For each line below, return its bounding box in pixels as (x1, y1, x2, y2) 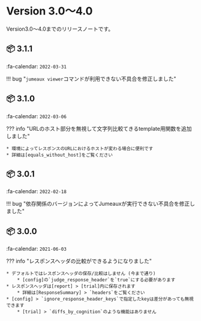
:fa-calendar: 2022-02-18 (6, 188, 67, 195)
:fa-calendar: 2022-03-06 (6, 112, 67, 119)
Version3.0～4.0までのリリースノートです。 (6, 25, 114, 32)
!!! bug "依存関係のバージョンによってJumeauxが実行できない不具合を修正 (6, 200, 190, 208)
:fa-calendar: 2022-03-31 (6, 62, 67, 70)
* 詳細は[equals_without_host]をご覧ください (6, 152, 113, 158)
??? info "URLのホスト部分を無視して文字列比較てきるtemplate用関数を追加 (6, 125, 192, 132)
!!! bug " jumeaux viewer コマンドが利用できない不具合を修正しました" (6, 75, 176, 82)
